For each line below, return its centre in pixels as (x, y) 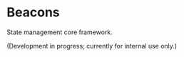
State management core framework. (60, 32)
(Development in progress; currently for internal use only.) (92, 46)
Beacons (33, 12)
